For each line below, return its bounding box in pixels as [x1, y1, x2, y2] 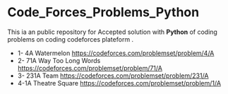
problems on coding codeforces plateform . [7, 35, 134, 43]
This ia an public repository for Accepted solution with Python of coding [7, 28, 217, 36]
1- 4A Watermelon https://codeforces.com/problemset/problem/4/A [17, 49, 215, 57]
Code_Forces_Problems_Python [7, 4, 200, 20]
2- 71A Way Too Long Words [17, 56, 101, 64]
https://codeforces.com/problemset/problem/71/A [17, 64, 162, 72]
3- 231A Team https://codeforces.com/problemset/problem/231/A [17, 71, 209, 80]
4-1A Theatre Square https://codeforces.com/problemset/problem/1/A [17, 78, 221, 87]
